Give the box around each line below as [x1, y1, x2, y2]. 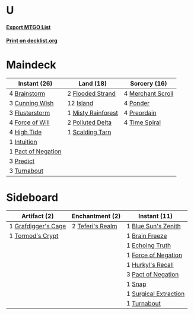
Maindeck [6, 58, 56, 71]
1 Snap [126, 280, 147, 288]
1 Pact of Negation [9, 147, 62, 156]
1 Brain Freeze [126, 232, 167, 240]
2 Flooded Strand [67, 90, 116, 98]
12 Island [67, 99, 94, 108]
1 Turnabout [126, 300, 161, 308]
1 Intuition [9, 138, 37, 146]
